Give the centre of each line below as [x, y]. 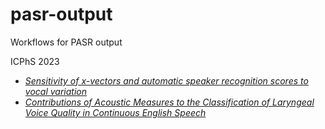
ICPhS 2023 [35, 61]
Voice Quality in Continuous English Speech [115, 112]
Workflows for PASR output [66, 42]
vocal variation [55, 91]
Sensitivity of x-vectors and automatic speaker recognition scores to [166, 80]
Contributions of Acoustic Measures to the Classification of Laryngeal [169, 102]
